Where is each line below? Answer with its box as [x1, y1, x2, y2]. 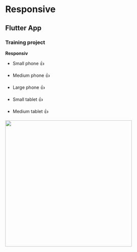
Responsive [5, 4, 56, 15]
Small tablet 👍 [12, 96, 43, 102]
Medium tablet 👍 [12, 108, 49, 114]
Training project [5, 39, 45, 46]
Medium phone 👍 [12, 72, 50, 78]
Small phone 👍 [12, 60, 44, 66]
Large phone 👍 [12, 84, 45, 90]
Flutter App [5, 24, 42, 32]
